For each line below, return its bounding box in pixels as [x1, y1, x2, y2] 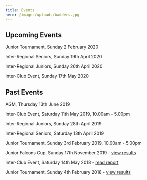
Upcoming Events [5, 31, 62, 39]
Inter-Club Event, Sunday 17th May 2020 [5, 73, 89, 79]
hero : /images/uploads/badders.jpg [5, 12, 80, 17]
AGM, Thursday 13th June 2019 [5, 101, 70, 107]
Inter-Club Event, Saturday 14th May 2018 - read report [5, 159, 119, 166]
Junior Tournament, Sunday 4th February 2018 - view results [5, 169, 131, 175]
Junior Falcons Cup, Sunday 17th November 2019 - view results [5, 150, 136, 156]
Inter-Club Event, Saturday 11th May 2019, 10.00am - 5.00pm [5, 111, 130, 117]
